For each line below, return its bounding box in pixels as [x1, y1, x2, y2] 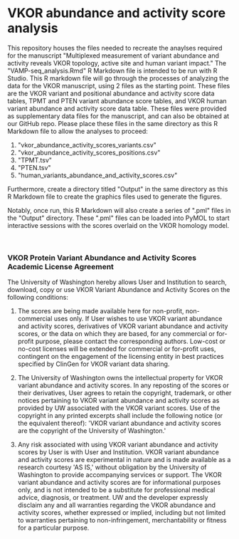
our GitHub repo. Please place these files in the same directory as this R [7, 119, 218, 127]
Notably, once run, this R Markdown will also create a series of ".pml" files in [7, 206, 231, 214]
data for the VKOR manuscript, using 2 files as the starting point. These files [7, 81, 230, 90]
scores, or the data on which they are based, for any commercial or [17, 330, 216, 338]
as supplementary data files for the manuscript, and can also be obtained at [7, 112, 230, 120]
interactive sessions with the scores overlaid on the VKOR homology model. [7, 221, 230, 229]
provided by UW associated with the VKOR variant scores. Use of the [17, 404, 221, 412]
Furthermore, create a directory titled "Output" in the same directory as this [7, 184, 228, 193]
